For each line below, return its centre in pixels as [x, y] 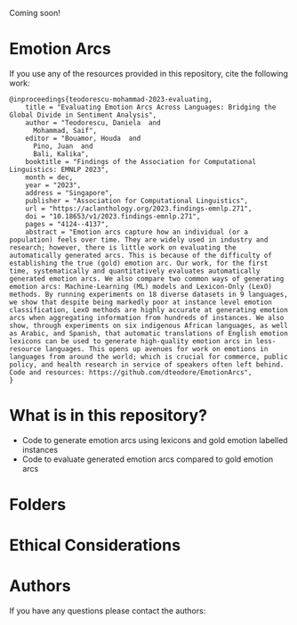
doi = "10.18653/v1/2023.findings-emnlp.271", [113, 216]
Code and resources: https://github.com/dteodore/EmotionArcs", [131, 372]
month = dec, [49, 177]
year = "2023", [53, 185]
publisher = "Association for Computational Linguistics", [137, 201]
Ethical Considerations [95, 545]
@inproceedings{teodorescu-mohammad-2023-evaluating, [111, 99]
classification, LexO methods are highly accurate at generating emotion [149, 310]
